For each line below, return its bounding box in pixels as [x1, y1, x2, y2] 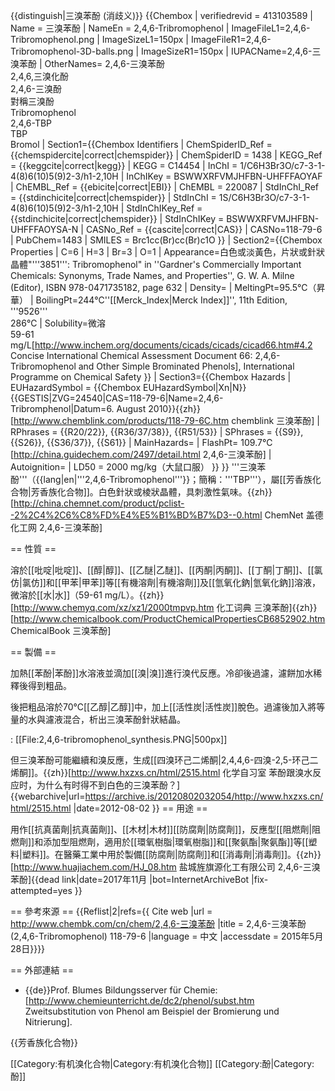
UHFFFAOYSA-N [10, 224, 79, 235]
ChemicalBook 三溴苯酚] [10, 625, 112, 636]
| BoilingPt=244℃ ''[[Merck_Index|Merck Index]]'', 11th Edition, [29, 294, 288, 306]
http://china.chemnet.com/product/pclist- [13, 497, 185, 509]
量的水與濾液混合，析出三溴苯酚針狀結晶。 [10, 714, 186, 725]
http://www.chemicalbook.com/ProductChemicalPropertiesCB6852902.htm [13, 613, 326, 624]
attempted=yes [10, 885, 73, 896]
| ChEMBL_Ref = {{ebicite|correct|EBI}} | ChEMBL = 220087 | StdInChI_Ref [10, 181, 319, 193]
